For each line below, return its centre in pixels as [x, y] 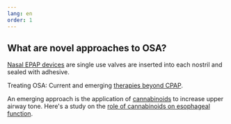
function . [20, 114]
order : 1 [20, 20]
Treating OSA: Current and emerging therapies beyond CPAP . [95, 86]
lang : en [20, 14]
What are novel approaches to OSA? [87, 48]
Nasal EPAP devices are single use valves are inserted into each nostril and [115, 65]
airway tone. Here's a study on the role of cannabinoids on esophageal [109, 106]
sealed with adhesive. [38, 72]
